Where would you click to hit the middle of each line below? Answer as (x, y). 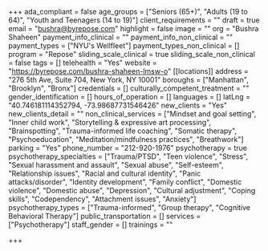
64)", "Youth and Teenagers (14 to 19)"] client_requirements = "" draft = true (134, 20)
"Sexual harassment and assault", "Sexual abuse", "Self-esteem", (116, 165)
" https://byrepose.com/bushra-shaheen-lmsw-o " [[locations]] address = (128, 71)
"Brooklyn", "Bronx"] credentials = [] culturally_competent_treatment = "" (129, 88)
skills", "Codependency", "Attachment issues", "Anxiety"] (102, 199)
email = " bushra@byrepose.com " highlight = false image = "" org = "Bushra (134, 28)
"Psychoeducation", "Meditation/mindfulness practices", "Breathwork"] (126, 139)
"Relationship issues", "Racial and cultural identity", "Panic (105, 173)
